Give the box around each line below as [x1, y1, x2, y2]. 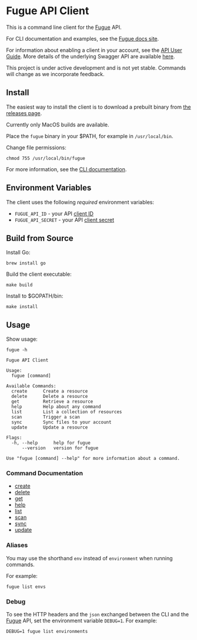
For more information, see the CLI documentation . [6, 165, 127, 172]
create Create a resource [11, 388, 88, 394]
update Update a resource [11, 425, 88, 430]
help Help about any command [11, 404, 101, 410]
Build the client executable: [6, 270, 72, 278]
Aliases [6, 541, 28, 550]
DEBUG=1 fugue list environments [6, 629, 88, 635]
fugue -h [6, 347, 28, 353]
